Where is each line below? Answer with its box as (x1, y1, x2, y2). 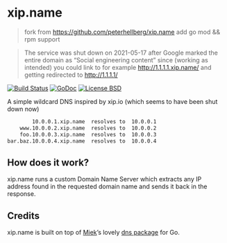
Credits (7, 210, 40, 222)
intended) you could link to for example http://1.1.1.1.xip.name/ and (24, 63, 212, 71)
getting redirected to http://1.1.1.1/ (24, 71, 118, 79)
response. (7, 190, 36, 198)
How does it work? (7, 156, 90, 168)
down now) (7, 105, 40, 113)
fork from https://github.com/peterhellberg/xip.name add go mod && (24, 28, 221, 36)
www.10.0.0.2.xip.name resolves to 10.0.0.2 (19, 125, 157, 132)
